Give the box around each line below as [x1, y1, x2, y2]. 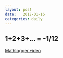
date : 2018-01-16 [5, 12, 45, 17]
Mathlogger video [5, 48, 41, 54]
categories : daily [5, 16, 43, 21]
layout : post [5, 7, 32, 12]
